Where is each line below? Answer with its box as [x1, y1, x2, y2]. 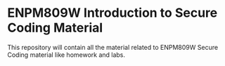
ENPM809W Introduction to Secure [7, 5, 218, 21]
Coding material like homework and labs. [7, 51, 125, 59]
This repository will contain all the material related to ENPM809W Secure [7, 43, 219, 51]
